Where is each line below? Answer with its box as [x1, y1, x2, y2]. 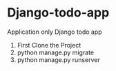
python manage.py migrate [17, 48, 95, 57]
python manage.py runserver [17, 55, 100, 63]
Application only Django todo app [7, 28, 102, 36]
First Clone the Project [17, 41, 81, 49]
